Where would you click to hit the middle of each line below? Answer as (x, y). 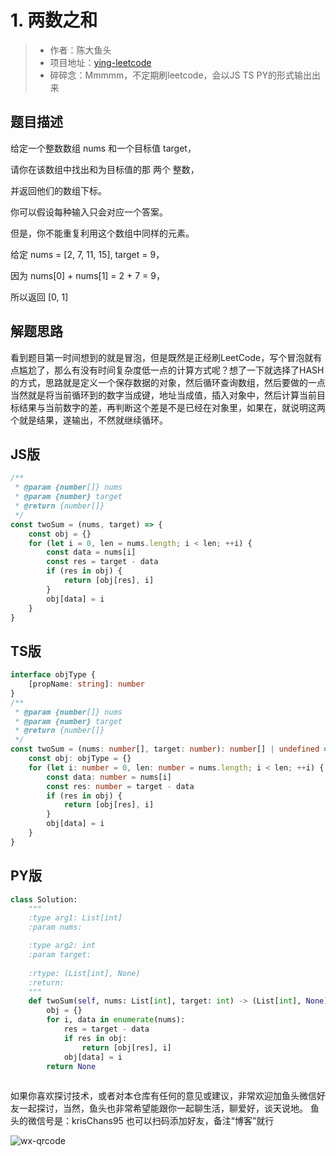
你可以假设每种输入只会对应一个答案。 (89, 212)
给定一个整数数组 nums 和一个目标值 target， (103, 148)
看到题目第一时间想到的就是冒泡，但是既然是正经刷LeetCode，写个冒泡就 (162, 357)
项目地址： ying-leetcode (100, 62)
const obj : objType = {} (80, 759)
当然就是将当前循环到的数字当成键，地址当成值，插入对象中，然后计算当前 (163, 395)
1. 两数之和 (54, 20)
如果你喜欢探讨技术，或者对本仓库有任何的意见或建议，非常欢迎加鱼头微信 (163, 1096)
